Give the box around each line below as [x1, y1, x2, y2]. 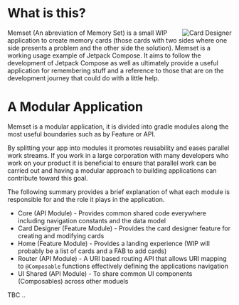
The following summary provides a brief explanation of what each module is [7, 187, 230, 196]
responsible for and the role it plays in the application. [7, 195, 165, 203]
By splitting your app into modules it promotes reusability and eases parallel [7, 144, 230, 152]
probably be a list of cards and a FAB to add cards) [17, 247, 167, 255]
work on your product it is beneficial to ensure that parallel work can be [7, 159, 217, 167]
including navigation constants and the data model [17, 216, 166, 225]
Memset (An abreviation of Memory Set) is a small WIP [7, 28, 168, 37]
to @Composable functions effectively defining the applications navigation [17, 262, 229, 270]
